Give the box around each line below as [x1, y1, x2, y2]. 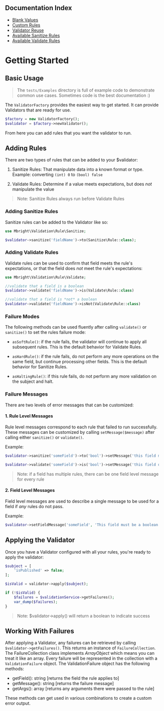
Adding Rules [5, 144, 47, 152]
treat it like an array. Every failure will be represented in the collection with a [5, 655, 158, 662]
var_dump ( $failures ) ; [14, 599, 58, 604]
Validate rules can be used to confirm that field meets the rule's [5, 260, 133, 266]
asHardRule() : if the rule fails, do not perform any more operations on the [12, 354, 159, 359]
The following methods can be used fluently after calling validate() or [5, 324, 147, 330]
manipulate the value [12, 186, 55, 192]
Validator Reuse [12, 27, 44, 33]
